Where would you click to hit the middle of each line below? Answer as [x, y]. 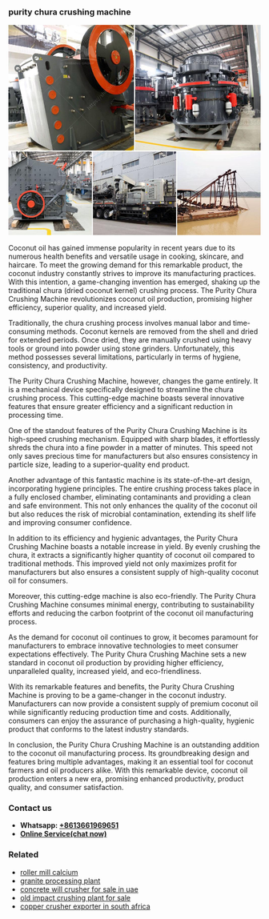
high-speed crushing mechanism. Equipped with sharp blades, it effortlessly [134, 439]
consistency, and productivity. [58, 365]
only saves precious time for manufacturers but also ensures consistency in [133, 455]
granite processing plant [60, 881]
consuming [27, 331]
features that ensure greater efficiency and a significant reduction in [121, 406]
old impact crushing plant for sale [75, 897]
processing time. [36, 415]
